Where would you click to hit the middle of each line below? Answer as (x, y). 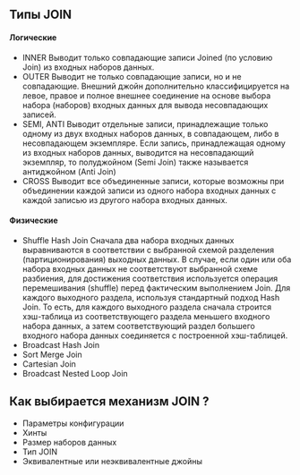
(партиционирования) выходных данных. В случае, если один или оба (157, 259)
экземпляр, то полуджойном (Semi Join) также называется (135, 162)
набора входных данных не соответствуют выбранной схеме (140, 268)
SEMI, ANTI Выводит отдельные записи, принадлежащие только (145, 123)
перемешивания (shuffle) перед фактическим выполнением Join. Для (156, 288)
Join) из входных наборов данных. (88, 67)
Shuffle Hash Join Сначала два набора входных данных (128, 240)
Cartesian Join (49, 364)
